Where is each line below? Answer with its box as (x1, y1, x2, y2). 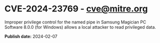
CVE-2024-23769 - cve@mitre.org (4, 3, 148, 14)
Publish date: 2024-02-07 (4, 33, 58, 39)
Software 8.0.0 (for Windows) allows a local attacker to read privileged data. (4, 24, 156, 30)
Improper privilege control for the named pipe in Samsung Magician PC (4, 19, 146, 25)
